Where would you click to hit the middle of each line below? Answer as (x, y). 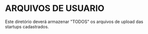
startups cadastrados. (27, 26)
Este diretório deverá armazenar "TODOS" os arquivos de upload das (74, 22)
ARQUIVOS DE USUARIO (55, 8)
